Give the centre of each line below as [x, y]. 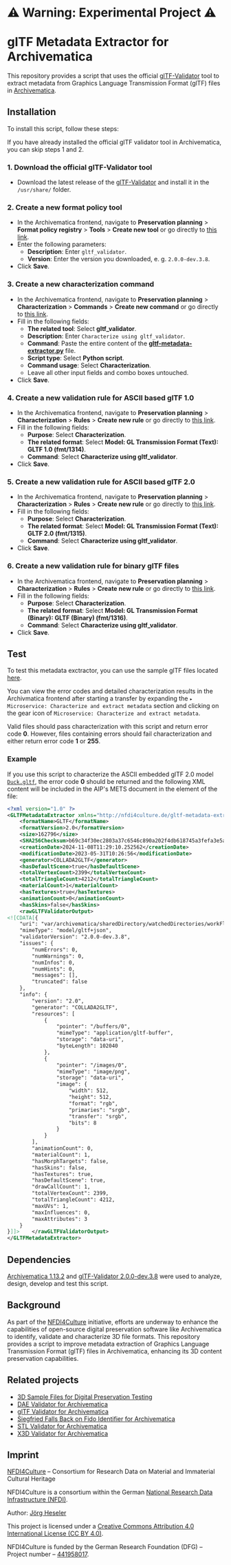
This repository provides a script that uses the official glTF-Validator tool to [113, 75]
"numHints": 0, [54, 969]
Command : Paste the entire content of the [87, 343]
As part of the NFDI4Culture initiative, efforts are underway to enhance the [113, 1322]
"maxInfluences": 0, [61, 1212]
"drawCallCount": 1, [61, 1187]
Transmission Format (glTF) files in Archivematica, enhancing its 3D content [114, 1351]
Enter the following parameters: [62, 244]
